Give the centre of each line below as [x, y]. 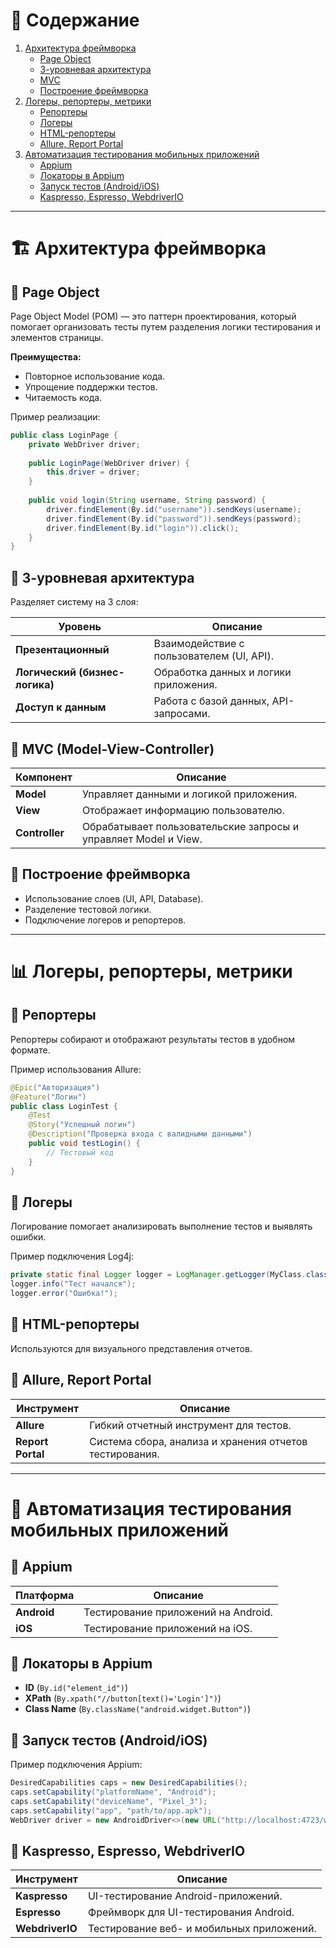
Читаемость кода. [63, 397]
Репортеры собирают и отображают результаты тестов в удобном [153, 1039]
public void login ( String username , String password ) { [147, 500]
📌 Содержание [75, 20]
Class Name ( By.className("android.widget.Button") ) [138, 1709]
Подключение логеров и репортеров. [105, 920]
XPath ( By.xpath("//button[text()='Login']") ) [123, 1698]
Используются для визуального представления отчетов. [131, 1348]
